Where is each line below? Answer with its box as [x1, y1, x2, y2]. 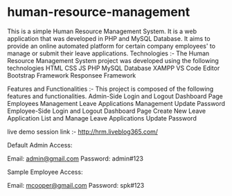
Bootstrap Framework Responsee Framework [7, 71, 136, 80]
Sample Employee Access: [7, 168, 83, 176]
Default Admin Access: [7, 141, 73, 149]
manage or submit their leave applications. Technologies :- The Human [7, 49, 210, 57]
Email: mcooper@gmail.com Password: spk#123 [7, 181, 145, 189]
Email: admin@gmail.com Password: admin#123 [7, 154, 144, 163]
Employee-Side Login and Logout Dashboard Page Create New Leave [7, 107, 206, 115]
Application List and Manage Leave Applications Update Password [7, 114, 197, 122]
